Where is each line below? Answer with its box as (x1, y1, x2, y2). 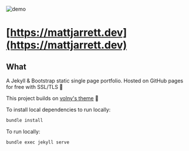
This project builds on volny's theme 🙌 (6, 95, 99, 102)
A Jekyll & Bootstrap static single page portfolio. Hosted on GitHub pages (6, 77, 184, 84)
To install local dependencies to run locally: (6, 106, 111, 113)
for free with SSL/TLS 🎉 (6, 84, 63, 90)
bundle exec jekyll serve (6, 139, 69, 145)
